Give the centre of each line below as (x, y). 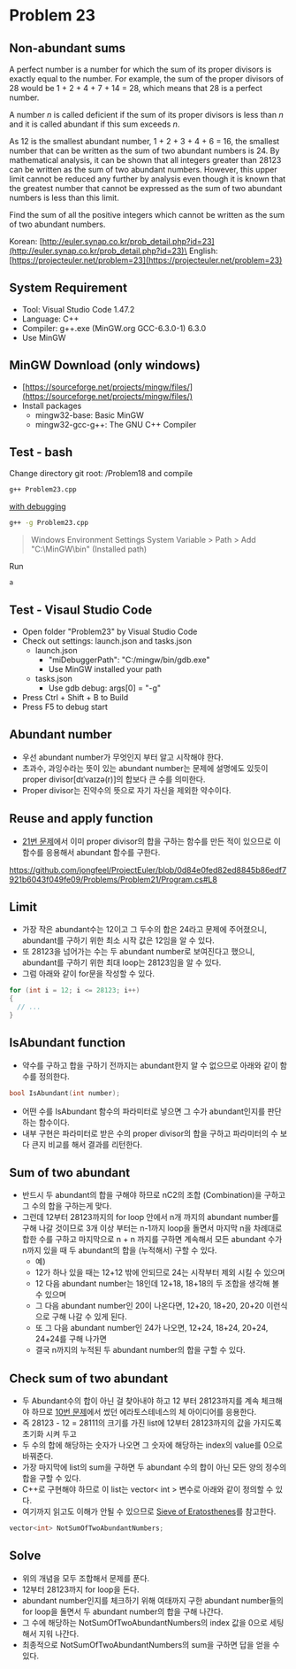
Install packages (52, 406)
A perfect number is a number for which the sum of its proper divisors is (140, 69)
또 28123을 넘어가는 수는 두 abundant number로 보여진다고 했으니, (138, 952)
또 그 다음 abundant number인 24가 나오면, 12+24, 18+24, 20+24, (152, 1328)
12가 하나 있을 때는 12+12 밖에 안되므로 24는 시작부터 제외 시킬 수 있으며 (160, 1272)
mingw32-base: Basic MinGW (89, 415)
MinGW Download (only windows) (105, 365)
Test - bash (41, 452)
